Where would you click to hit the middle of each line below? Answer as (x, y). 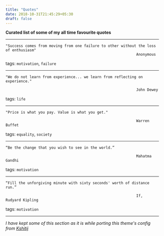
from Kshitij (17, 228)
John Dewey (147, 90)
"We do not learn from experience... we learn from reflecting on (74, 77)
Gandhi (12, 161)
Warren (143, 121)
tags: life (16, 99)
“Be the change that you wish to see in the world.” (60, 148)
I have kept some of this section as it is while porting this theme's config (78, 223)
